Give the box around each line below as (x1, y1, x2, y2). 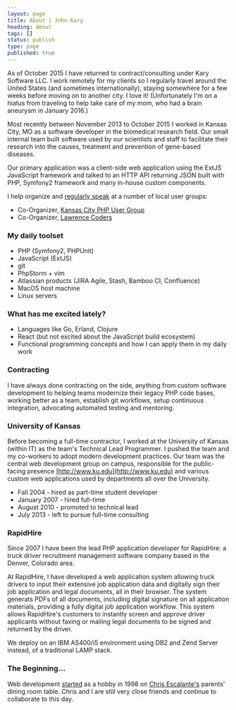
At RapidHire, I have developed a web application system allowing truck (7, 573, 215, 581)
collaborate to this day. (7, 695, 74, 703)
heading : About (7, 23, 52, 30)
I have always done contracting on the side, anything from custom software (7, 381, 227, 389)
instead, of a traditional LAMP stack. (7, 646, 113, 654)
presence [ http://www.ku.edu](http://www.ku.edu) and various (27, 467, 209, 476)
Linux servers (17, 291, 58, 300)
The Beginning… (7, 664, 66, 673)
